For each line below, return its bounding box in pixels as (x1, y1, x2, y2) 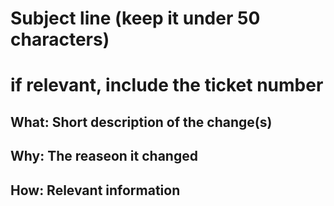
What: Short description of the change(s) (10, 113, 273, 131)
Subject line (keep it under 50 (10, 7, 261, 30)
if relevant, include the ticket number (10, 74, 324, 97)
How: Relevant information (10, 182, 181, 199)
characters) (10, 28, 110, 51)
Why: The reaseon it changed (10, 148, 198, 165)
